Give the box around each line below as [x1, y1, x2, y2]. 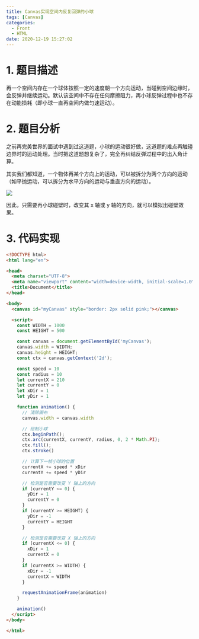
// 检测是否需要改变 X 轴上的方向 [21, 535, 96, 541]
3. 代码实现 [6, 232, 60, 245]
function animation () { [17, 404, 76, 410]
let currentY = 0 [17, 382, 60, 388]
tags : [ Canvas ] [6, 14, 44, 20]
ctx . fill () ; [21, 442, 52, 448]
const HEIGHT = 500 [17, 328, 65, 334]
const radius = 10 [17, 371, 62, 377]
